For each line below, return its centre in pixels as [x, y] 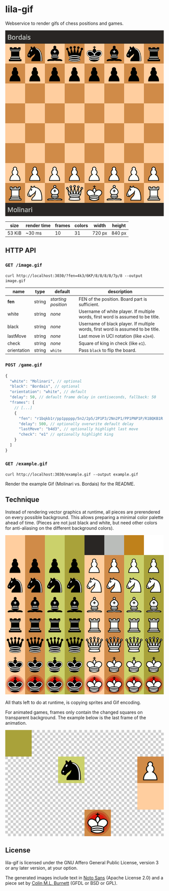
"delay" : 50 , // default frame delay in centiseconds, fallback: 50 [83, 397]
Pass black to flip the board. [108, 350]
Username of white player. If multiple [117, 311]
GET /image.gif [24, 265]
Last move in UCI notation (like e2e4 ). [117, 336]
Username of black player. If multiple [117, 324]
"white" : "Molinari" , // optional [46, 381]
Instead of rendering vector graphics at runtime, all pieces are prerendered [83, 512]
